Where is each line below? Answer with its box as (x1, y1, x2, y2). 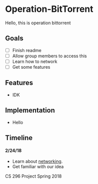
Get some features (12, 64, 50, 70)
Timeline (5, 134, 33, 142)
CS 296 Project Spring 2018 (5, 173, 62, 179)
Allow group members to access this (12, 53, 87, 59)
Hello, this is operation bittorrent (5, 20, 71, 26)
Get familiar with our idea (12, 164, 64, 170)
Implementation (5, 106, 55, 115)
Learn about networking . (12, 158, 63, 164)
